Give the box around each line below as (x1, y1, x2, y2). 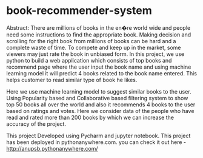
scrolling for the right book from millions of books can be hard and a (6, 37, 176, 44)
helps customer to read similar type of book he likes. (6, 76, 138, 83)
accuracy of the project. (6, 120, 67, 128)
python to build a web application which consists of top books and (6, 57, 172, 64)
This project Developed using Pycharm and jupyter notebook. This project (6, 132, 191, 139)
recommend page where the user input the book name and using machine (6, 63, 191, 70)
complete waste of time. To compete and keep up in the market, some (6, 44, 181, 51)
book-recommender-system (6, 4, 153, 18)
